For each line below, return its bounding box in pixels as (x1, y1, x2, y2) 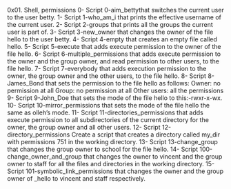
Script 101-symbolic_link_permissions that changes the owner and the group (7, 167, 224, 175)
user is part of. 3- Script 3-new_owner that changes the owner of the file (7, 28, 214, 36)
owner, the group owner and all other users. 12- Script (7, 123, 161, 131)
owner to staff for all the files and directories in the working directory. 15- (7, 160, 215, 168)
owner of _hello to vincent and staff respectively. (7, 175, 146, 182)
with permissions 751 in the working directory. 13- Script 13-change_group (7, 138, 219, 146)
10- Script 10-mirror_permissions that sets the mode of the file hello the (7, 101, 210, 109)
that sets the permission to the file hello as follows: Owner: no (45, 79, 221, 87)
